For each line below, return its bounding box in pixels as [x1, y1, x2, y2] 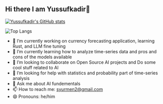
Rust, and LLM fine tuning [12, 43, 66, 49]
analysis [12, 75, 30, 81]
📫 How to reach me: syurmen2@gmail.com [12, 86, 103, 92]
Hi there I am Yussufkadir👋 [5, 5, 90, 14]
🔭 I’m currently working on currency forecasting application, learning [12, 38, 155, 44]
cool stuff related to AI [12, 64, 59, 70]
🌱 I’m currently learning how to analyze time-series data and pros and [12, 48, 157, 54]
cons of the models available [12, 54, 72, 60]
